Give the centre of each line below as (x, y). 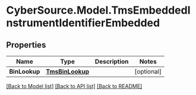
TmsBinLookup (67, 72)
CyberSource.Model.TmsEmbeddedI (99, 10)
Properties (26, 45)
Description (112, 61)
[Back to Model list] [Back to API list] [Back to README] (74, 86)
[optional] (148, 72)
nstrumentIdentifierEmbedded (83, 23)
